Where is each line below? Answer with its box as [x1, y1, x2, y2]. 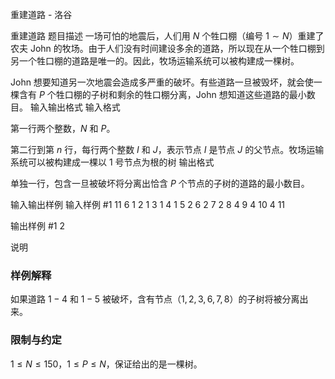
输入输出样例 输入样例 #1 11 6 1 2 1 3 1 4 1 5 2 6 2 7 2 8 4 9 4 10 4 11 [10, 199, 286, 210]
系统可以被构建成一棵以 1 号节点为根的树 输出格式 [10, 156, 215, 168]
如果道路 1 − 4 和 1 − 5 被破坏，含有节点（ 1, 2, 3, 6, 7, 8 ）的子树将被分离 [10, 293, 300, 305]
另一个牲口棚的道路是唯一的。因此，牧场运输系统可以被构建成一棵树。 [10, 55, 300, 67]
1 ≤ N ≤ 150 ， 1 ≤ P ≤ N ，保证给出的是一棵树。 [10, 358, 203, 370]
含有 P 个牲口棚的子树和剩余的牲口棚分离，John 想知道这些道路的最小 [18, 89, 307, 100]
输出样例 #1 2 [10, 220, 65, 232]
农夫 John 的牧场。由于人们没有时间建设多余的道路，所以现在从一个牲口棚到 [10, 43, 325, 54]
